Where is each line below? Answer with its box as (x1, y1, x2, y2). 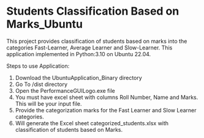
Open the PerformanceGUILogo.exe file (15, 87, 115, 94)
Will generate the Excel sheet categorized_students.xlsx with (15, 119, 169, 126)
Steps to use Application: (6, 62, 70, 70)
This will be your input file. (15, 100, 82, 107)
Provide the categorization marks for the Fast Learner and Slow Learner (15, 106, 197, 114)
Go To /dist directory (15, 81, 68, 88)
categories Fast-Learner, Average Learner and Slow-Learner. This (6, 44, 173, 51)
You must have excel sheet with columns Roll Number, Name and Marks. (15, 93, 198, 101)
